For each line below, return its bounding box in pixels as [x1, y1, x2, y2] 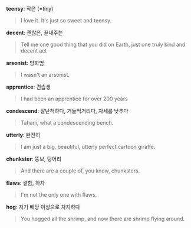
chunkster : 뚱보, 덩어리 [6, 155, 62, 162]
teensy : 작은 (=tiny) [6, 5, 54, 12]
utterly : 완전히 [6, 132, 40, 138]
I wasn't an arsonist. [20, 71, 70, 78]
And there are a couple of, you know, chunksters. [20, 167, 140, 174]
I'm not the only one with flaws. [20, 191, 97, 198]
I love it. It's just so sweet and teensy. [20, 17, 112, 24]
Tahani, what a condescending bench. [20, 119, 114, 126]
